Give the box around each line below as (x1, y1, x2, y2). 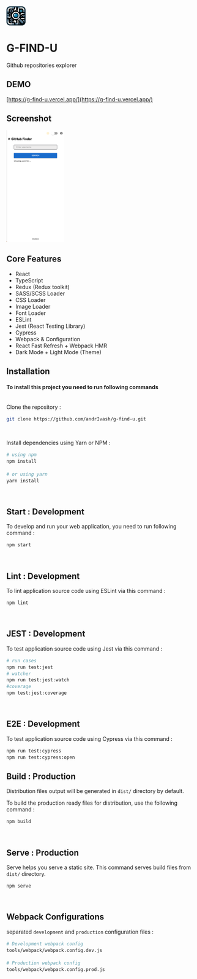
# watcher (6, 670, 32, 677)
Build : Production (6, 772, 76, 782)
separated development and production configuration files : (6, 928, 154, 935)
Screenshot (6, 114, 52, 124)
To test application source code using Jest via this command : (6, 644, 163, 652)
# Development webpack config (6, 940, 84, 947)
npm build (6, 819, 32, 825)
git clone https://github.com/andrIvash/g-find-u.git (6, 416, 147, 422)
